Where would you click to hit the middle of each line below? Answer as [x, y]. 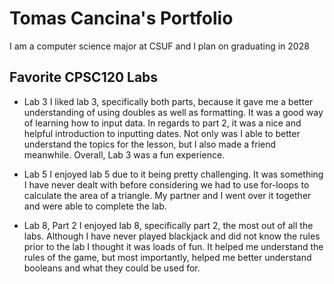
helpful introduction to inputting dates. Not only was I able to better [162, 133]
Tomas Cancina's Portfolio [121, 18]
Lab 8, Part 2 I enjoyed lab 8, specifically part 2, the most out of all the [168, 225]
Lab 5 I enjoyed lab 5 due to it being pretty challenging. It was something [173, 174]
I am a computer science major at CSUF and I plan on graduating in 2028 [159, 46]
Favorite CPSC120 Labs [84, 77]
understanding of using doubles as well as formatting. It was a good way [173, 112]
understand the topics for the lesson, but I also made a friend [150, 144]
